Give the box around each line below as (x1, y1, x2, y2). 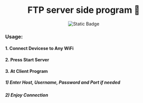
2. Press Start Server (5, 57, 49, 63)
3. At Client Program (5, 68, 48, 74)
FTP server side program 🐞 (27, 4, 141, 16)
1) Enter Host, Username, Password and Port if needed (5, 79, 121, 86)
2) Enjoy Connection (5, 92, 48, 98)
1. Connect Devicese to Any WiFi (5, 46, 74, 51)
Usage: (5, 33, 23, 40)
